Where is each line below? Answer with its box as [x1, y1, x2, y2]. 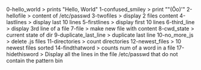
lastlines [6, 19, 27, 25]
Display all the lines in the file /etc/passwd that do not [45, 51, 178, 57]
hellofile [6, 12, 26, 19]
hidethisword [6, 51, 39, 57]
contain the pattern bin [6, 57, 63, 64]
